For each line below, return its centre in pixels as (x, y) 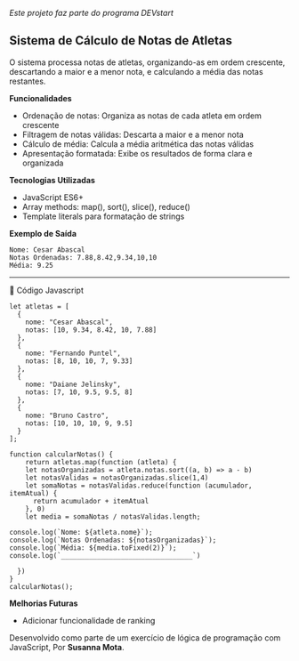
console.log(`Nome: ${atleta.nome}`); (81, 532)
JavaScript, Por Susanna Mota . (67, 647)
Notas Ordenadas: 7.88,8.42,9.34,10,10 (83, 257)
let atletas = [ (39, 306)
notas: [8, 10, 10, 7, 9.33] (79, 361)
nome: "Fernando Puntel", (73, 353)
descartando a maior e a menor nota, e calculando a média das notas (137, 71)
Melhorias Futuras (44, 603)
